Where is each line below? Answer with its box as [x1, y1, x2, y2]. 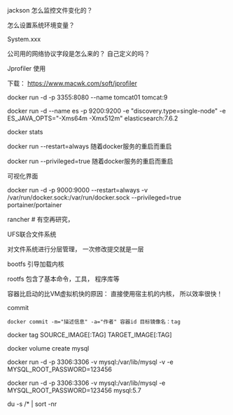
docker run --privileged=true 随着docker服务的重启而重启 [7, 157, 174, 165]
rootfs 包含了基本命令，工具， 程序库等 [7, 275, 120, 283]
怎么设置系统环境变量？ [7, 21, 75, 29]
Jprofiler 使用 [7, 64, 46, 72]
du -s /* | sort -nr [7, 400, 57, 408]
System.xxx [7, 35, 41, 43]
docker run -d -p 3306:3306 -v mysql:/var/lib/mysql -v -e [7, 358, 174, 366]
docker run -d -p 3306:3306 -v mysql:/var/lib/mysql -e [7, 379, 166, 387]
